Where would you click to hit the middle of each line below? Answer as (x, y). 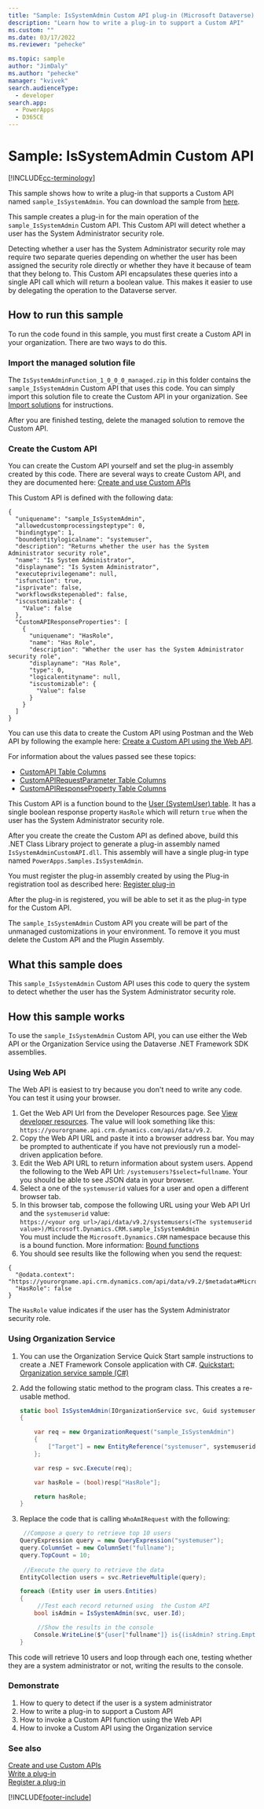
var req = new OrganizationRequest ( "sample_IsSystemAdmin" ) (134, 1432)
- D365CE (29, 117)
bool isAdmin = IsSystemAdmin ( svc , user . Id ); (110, 1613)
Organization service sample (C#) (74, 1373)
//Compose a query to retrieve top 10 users (97, 1533)
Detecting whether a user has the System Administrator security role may (127, 248)
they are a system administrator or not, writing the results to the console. (126, 1665)
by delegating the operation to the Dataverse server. (93, 290)
